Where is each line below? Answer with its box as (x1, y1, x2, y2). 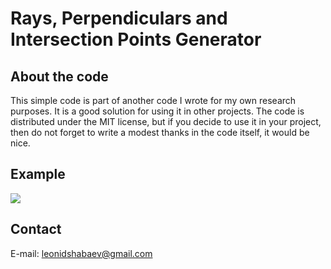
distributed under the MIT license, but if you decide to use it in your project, (10, 116, 322, 127)
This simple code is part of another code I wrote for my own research (10, 95, 297, 106)
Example (10, 166, 66, 183)
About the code (10, 68, 109, 85)
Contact (10, 221, 62, 238)
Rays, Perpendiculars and (10, 7, 228, 30)
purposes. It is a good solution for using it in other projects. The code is (10, 105, 305, 117)
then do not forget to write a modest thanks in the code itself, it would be (10, 127, 310, 138)
